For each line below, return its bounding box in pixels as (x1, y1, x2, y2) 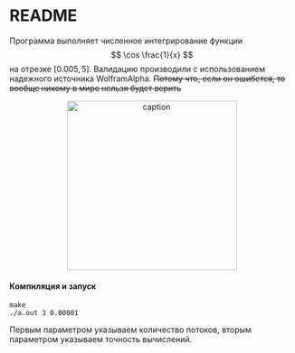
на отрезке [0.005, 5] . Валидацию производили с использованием (9, 63, 266, 74)
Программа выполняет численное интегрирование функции (9, 35, 243, 46)
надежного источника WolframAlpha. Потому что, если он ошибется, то (9, 73, 286, 84)
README (9, 5, 78, 26)
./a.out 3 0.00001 (9, 309, 79, 318)
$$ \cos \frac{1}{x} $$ (110, 49, 194, 60)
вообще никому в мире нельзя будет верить (9, 82, 182, 93)
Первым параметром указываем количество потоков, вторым (9, 324, 252, 335)
